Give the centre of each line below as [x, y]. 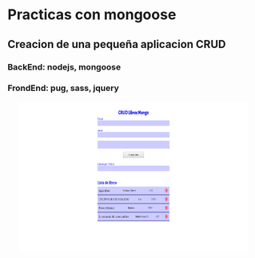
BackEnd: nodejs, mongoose [64, 67]
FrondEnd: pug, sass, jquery [63, 88]
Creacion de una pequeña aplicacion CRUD [117, 44]
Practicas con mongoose [92, 15]
